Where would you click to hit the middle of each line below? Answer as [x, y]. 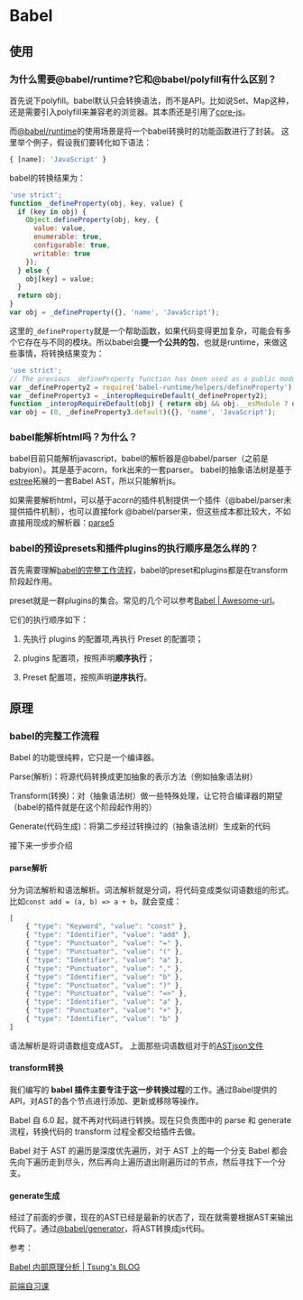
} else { [34, 270]
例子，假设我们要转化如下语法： [92, 142]
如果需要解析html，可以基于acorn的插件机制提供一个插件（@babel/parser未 [151, 500]
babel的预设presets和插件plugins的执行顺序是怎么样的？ [134, 549]
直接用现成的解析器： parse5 [62, 523]
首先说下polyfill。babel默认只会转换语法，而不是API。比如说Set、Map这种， [151, 100]
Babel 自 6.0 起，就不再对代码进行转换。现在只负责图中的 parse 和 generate [150, 1120]
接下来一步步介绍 [41, 846]
